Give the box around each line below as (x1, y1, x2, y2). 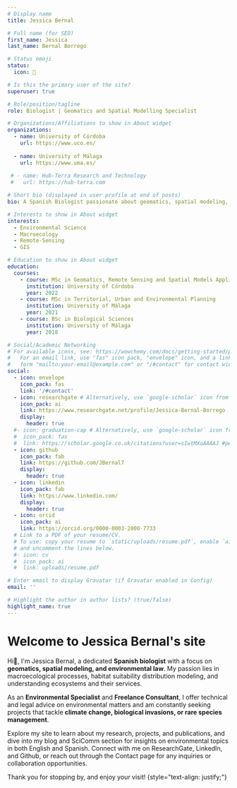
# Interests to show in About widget (7, 211, 119, 218)
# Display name (7, 10, 52, 18)
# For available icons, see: (7, 348, 93, 355)
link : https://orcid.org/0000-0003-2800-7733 (20, 525, 157, 533)
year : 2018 (25, 329, 59, 336)
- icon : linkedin (13, 479, 65, 486)
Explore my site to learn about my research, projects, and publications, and (7, 729, 226, 737)
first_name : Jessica (7, 36, 68, 43)
